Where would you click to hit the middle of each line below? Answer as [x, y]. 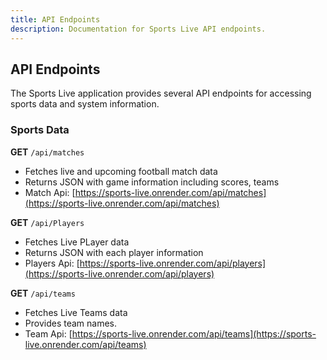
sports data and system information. [85, 104]
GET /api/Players [47, 222]
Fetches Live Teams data [76, 312]
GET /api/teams [43, 293]
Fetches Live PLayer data [77, 242]
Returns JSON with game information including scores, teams [152, 182]
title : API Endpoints [55, 19]
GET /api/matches [47, 152]
